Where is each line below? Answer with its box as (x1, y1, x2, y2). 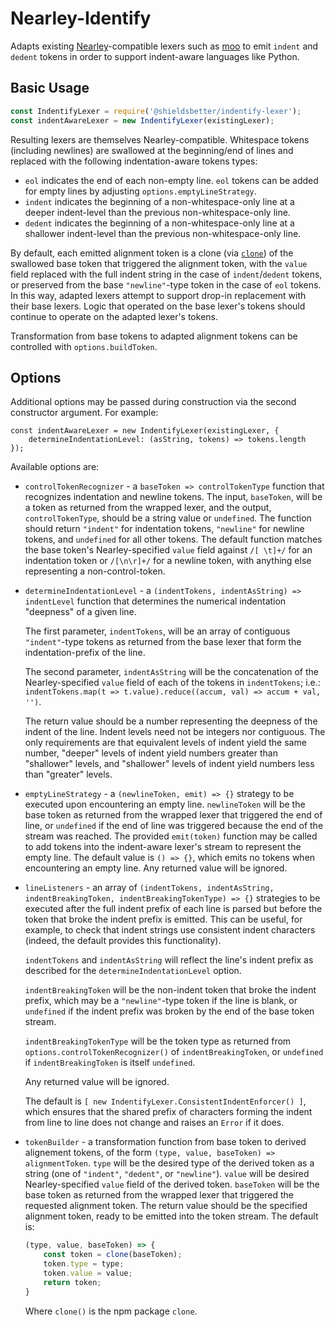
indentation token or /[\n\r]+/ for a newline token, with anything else (24, 555, 312, 567)
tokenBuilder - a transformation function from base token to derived (24, 1136, 307, 1148)
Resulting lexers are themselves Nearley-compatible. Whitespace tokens (10, 133, 310, 146)
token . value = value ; (43, 1268, 133, 1278)
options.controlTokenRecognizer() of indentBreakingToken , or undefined (24, 1046, 324, 1058)
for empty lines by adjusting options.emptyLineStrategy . (24, 185, 257, 197)
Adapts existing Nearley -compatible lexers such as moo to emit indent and (10, 40, 319, 52)
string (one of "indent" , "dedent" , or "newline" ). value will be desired (24, 1168, 310, 1180)
